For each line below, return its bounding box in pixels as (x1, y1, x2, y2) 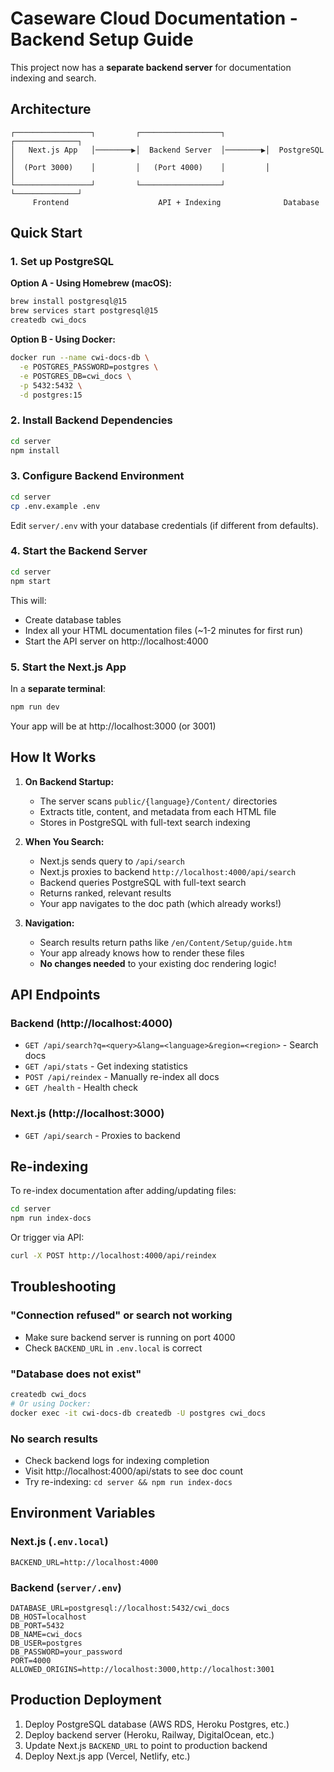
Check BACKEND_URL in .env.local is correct (24, 1342, 203, 1354)
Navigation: (24, 917, 75, 929)
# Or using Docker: (10, 1398, 92, 1409)
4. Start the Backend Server (10, 544, 148, 558)
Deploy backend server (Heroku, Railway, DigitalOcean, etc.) (24, 1728, 275, 1741)
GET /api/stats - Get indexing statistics (24, 1060, 188, 1072)
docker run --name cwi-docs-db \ (10, 353, 150, 363)
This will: (10, 594, 47, 606)
